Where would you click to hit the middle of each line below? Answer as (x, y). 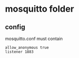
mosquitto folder (39, 9)
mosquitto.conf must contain (34, 39)
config (15, 27)
